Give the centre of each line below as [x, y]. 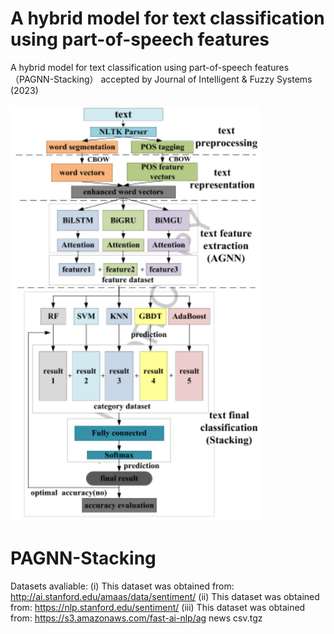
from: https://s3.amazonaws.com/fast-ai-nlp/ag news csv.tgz [136, 618]
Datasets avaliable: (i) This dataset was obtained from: [122, 586]
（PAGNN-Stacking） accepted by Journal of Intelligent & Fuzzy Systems [161, 79]
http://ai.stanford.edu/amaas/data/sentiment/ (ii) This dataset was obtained [165, 596]
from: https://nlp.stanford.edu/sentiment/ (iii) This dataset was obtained [158, 607]
